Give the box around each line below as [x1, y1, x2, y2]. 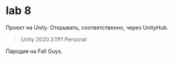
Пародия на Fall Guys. [5, 47, 63, 55]
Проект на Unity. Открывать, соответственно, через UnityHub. [5, 24, 169, 31]
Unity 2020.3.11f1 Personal [20, 35, 87, 43]
